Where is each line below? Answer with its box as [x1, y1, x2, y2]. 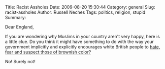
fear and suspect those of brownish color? [5, 49, 91, 55]
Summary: [5, 15, 26, 20]
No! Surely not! [5, 59, 35, 64]
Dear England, [5, 24, 34, 30]
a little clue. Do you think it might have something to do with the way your [5, 39, 154, 45]
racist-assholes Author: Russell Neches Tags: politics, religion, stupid [5, 9, 145, 15]
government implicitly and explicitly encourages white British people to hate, [5, 44, 160, 49]
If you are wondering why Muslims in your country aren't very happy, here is [5, 34, 160, 39]
